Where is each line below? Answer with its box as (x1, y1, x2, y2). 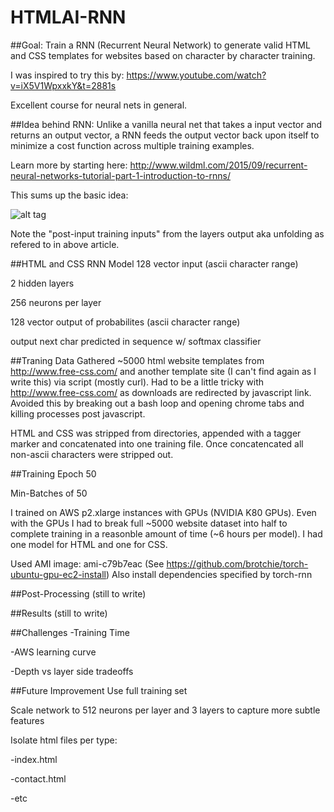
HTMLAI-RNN (10, 6, 127, 29)
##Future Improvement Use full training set (10, 684, 188, 696)
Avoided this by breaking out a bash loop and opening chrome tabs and (10, 397, 305, 409)
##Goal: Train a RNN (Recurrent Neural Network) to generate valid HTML (10, 39, 311, 51)
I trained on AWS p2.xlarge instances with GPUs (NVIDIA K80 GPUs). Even (10, 506, 317, 518)
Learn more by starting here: (10, 159, 128, 171)
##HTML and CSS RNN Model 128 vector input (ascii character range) (10, 257, 299, 270)
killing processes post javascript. (10, 407, 146, 420)
